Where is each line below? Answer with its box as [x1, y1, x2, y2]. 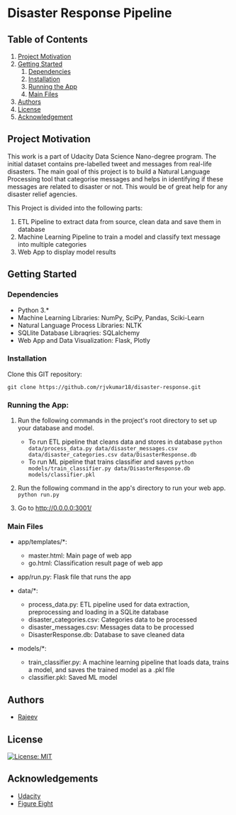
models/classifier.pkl [28, 472, 96, 479]
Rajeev [17, 713, 38, 721]
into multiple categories [17, 240, 87, 248]
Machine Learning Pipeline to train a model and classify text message [17, 233, 221, 241]
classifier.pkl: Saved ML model [28, 673, 118, 682]
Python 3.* [17, 306, 50, 314]
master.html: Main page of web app [28, 551, 133, 560]
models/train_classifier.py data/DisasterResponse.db [28, 465, 191, 472]
